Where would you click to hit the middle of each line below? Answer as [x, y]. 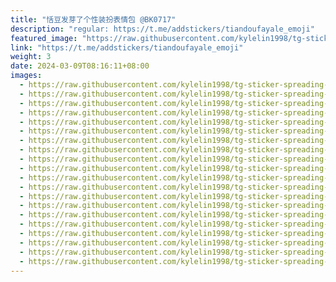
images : [26, 76]
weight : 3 [31, 57]
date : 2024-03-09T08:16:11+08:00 [80, 66]
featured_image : [44, 38]
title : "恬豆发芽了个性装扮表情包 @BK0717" [93, 19]
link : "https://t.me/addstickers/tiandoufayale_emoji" [127, 47]
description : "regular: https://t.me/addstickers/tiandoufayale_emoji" [162, 29]
